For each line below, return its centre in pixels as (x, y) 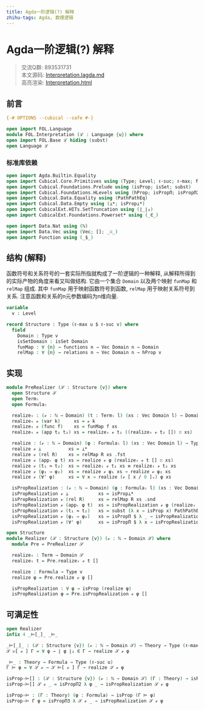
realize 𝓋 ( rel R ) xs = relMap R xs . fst (69, 454)
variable (17, 308)
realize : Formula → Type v (47, 572)
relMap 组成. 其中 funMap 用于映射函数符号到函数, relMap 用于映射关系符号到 (101, 288)
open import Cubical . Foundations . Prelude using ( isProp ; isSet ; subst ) (99, 187)
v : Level (24, 313)
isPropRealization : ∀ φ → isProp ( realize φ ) (72, 589)
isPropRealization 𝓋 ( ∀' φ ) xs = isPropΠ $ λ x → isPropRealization (107, 522)
